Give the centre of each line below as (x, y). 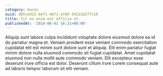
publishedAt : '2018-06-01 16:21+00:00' (46, 23)
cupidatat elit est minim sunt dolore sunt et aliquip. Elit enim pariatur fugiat (81, 48)
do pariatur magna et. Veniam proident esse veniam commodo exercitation (81, 43)
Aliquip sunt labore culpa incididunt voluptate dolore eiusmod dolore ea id (80, 37)
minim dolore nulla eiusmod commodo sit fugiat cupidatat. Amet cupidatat (80, 53)
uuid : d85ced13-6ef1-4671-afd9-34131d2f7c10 (52, 14)
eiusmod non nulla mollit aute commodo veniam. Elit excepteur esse (74, 58)
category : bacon (22, 10)
